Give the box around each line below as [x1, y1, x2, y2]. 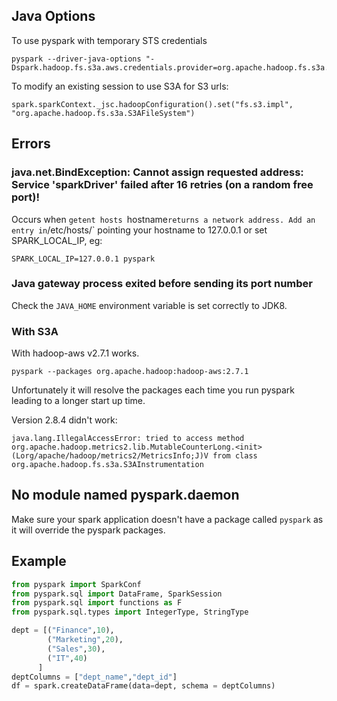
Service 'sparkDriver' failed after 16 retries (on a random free [11, 178, 314, 192]
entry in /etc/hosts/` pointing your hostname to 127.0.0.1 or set [11, 224, 268, 236]
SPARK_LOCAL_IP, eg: [11, 234, 103, 246]
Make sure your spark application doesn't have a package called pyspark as [11, 513, 324, 525]
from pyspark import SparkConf [11, 579, 142, 589]
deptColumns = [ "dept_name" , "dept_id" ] [11, 672, 178, 682]
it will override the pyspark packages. [11, 524, 166, 536]
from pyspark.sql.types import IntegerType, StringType [11, 607, 249, 618]
